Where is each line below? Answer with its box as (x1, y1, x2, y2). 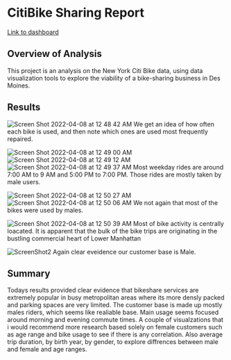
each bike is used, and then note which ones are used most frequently (7, 127, 208, 136)
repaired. (7, 134, 33, 143)
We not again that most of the (132, 198, 219, 206)
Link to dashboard (7, 28, 59, 36)
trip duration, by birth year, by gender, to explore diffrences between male (7, 338, 219, 346)
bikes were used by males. (7, 206, 83, 214)
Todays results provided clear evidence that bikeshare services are (7, 286, 199, 295)
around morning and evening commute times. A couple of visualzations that (7, 316, 224, 324)
